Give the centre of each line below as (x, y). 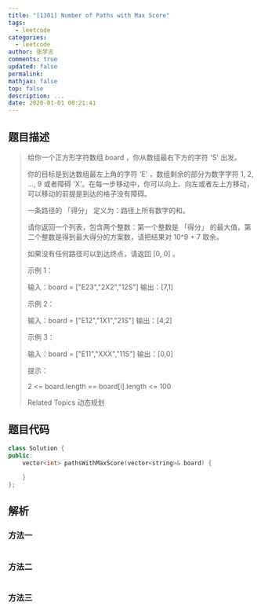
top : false (26, 88)
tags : (17, 23)
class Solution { (36, 448)
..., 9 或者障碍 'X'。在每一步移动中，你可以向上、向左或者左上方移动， (140, 184)
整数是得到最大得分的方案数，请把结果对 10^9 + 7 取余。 (132, 237)
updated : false (33, 67)
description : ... (36, 96)
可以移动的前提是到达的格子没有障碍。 (89, 193)
